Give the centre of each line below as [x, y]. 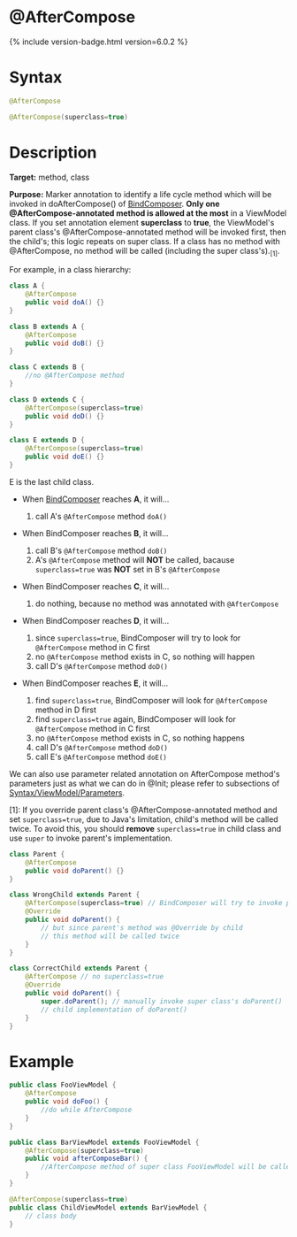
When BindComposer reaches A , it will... [95, 499]
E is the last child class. [52, 481]
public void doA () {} [65, 303]
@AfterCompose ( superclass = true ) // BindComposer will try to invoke [154, 903]
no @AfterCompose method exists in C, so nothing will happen [145, 657]
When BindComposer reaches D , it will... [95, 620]
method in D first [66, 710]
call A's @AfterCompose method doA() [101, 516]
